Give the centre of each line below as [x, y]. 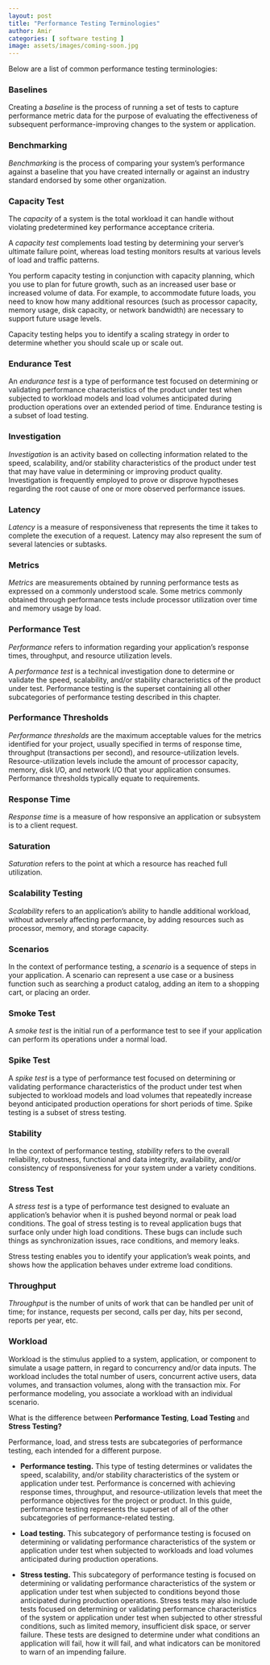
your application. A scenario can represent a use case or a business [121, 975]
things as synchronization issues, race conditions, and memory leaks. [124, 1241]
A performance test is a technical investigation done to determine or [122, 671]
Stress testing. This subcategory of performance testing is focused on [138, 1575]
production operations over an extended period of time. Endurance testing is [135, 407]
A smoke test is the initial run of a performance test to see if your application [135, 1031]
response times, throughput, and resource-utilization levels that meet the [141, 1491]
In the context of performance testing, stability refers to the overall [119, 1151]
